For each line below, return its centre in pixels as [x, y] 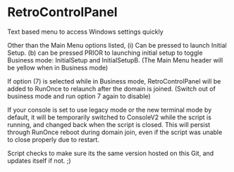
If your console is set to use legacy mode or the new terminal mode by [110, 110]
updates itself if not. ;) [39, 160]
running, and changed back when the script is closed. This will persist [109, 124]
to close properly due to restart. [54, 139]
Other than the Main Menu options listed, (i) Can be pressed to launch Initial [117, 45]
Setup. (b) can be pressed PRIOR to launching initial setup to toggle [105, 53]
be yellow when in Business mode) [58, 67]
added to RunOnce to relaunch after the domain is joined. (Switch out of [112, 88]
